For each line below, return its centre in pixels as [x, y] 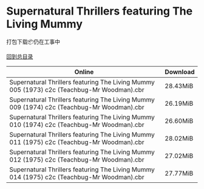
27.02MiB [179, 156]
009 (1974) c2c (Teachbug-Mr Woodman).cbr [77, 107]
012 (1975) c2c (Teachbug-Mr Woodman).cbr [77, 159]
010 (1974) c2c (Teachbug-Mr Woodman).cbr [77, 125]
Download [180, 72]
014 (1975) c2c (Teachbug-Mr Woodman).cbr [77, 177]
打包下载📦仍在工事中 [33, 41]
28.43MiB [179, 86]
